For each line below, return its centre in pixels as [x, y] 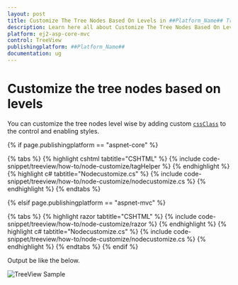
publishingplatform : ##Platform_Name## [66, 47]
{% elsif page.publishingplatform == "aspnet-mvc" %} [87, 203]
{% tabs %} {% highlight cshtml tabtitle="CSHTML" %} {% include [104, 158]
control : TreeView [34, 41]
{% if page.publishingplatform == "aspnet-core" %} [83, 145]
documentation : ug [34, 54]
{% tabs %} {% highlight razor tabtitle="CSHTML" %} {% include [102, 216]
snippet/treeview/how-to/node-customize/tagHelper [84, 166]
